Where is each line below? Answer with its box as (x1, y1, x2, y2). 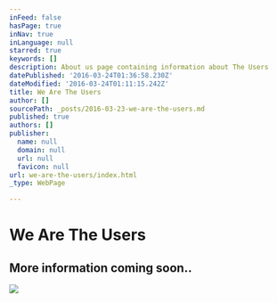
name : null (17, 137, 58, 146)
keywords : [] (9, 54, 58, 63)
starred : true (9, 46, 62, 55)
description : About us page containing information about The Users (9, 63, 269, 72)
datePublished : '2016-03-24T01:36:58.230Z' (9, 71, 174, 80)
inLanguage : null (9, 37, 74, 47)
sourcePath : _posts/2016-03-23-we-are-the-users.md (9, 104, 205, 113)
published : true (9, 112, 69, 121)
